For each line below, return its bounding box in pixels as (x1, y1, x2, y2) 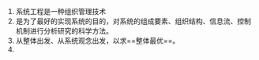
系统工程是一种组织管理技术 (15, 7, 107, 16)
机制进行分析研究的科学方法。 (15, 26, 113, 35)
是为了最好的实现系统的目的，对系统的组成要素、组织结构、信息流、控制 (15, 16, 251, 26)
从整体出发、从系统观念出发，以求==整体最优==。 (15, 36, 180, 45)
